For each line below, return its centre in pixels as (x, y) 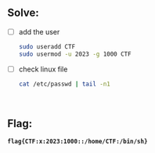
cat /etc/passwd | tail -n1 (64, 84)
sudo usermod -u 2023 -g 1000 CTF (75, 54)
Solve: (23, 13)
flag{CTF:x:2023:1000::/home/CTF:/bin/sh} (77, 142)
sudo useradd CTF (47, 46)
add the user (39, 31)
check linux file (43, 69)
